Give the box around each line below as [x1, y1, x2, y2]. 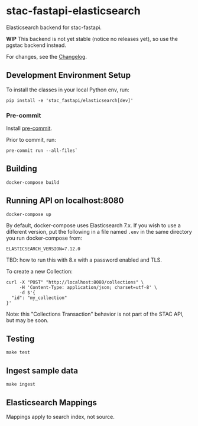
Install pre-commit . [6, 125, 52, 132]
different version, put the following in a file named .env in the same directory [6, 228, 192, 235]
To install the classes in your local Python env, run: [6, 86, 129, 93]
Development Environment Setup [6, 70, 131, 81]
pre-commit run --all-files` [6, 148, 78, 154]
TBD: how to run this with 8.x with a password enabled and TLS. [6, 256, 163, 263]
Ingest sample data [6, 365, 79, 376]
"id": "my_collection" [11, 295, 67, 301]
